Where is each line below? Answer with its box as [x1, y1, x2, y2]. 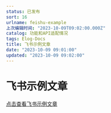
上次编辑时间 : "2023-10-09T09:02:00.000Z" [6, 25, 106, 31]
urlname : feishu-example [6, 19, 67, 25]
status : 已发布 [6, 8, 40, 15]
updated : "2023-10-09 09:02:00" [6, 52, 85, 58]
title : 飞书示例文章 [6, 42, 51, 48]
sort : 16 [6, 14, 27, 20]
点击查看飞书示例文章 [6, 100, 57, 107]
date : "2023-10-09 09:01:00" [6, 47, 77, 53]
